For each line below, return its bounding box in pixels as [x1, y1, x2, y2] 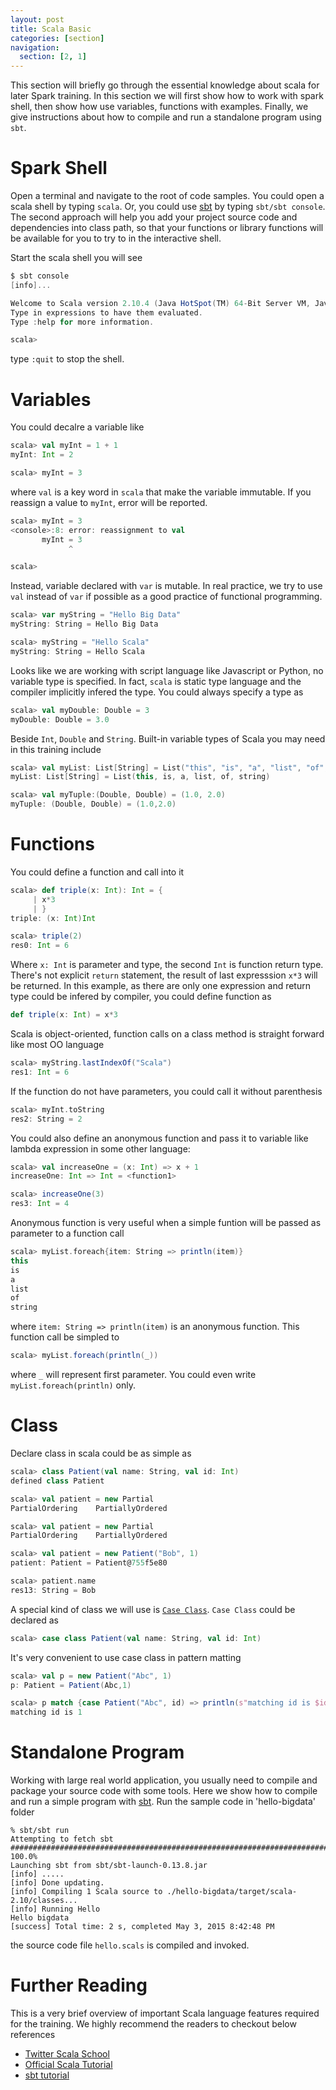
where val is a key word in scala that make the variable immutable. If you [10, 486, 312, 498]
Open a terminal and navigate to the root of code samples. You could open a [10, 190, 325, 202]
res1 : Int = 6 [10, 1067, 70, 1077]
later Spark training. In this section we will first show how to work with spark [10, 90, 324, 102]
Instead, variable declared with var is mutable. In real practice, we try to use [10, 580, 323, 592]
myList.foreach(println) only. [10, 1379, 137, 1391]
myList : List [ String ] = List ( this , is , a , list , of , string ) [10, 772, 271, 782]
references [10, 2029, 56, 2040]
